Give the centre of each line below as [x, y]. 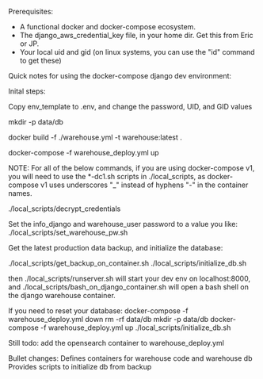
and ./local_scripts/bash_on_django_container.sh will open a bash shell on [129, 287]
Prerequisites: [31, 11]
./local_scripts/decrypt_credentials [65, 209]
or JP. [29, 44]
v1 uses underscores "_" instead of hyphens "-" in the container [145, 185]
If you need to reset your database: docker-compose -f [98, 311]
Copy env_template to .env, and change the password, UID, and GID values [130, 107]
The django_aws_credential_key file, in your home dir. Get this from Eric [136, 35]
